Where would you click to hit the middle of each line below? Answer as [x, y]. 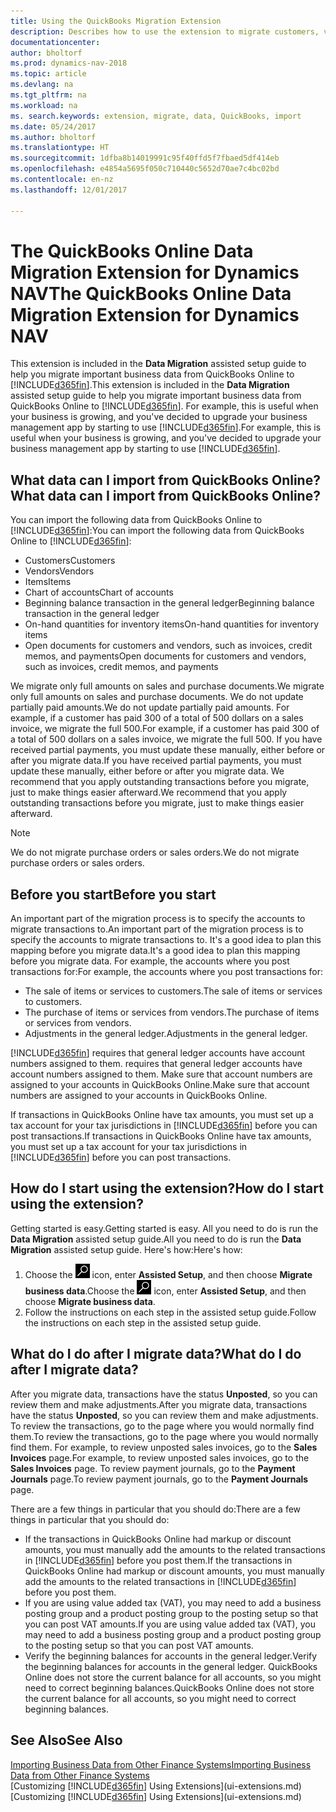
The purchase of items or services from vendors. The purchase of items [172, 1012]
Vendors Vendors [59, 571]
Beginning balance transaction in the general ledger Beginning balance [169, 603]
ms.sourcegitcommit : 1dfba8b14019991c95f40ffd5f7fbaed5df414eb [145, 158]
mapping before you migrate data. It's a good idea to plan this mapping [155, 951]
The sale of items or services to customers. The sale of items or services [173, 991]
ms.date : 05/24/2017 [53, 126]
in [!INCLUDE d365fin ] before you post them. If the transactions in [158, 1560]
